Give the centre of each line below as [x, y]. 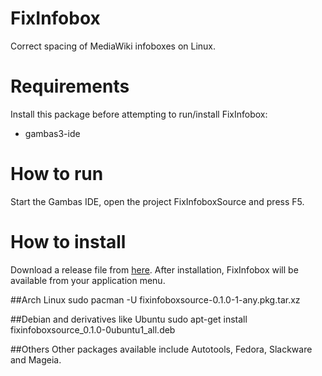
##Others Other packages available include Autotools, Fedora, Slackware [161, 349]
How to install [68, 242]
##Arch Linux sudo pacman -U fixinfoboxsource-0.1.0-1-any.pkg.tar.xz [155, 299]
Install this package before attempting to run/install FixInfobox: [139, 114]
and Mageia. [36, 359]
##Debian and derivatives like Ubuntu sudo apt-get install [129, 319]
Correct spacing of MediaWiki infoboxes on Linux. [113, 46]
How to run [57, 174]
